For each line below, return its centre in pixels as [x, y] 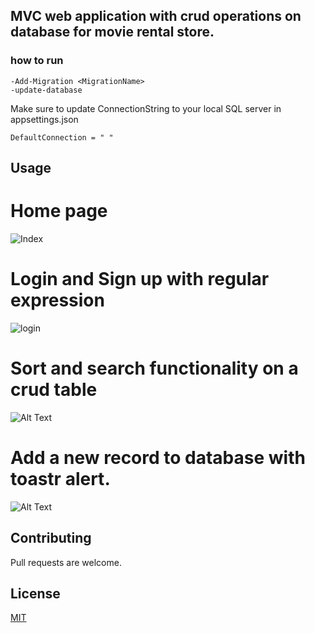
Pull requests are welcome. [66, 562]
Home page [59, 211]
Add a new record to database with [158, 458]
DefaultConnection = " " [62, 137]
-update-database [46, 90]
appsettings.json [44, 119]
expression [57, 300]
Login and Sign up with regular [140, 279]
